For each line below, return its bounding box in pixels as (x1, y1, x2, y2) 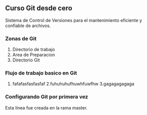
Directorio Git (12, 57, 40, 63)
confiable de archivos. (5, 22, 51, 28)
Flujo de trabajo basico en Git (5, 69, 77, 76)
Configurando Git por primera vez (5, 93, 88, 100)
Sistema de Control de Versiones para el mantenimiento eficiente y (5, 17, 142, 23)
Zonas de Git (5, 35, 37, 42)
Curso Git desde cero (5, 4, 72, 12)
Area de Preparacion (12, 52, 55, 58)
